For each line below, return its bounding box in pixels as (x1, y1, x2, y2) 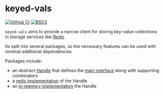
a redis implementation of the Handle (12, 78, 87, 84)
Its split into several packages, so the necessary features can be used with (5, 43, 156, 49)
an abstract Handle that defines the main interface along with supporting (12, 67, 160, 73)
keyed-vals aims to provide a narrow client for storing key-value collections (5, 28, 157, 34)
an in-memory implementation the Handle (12, 83, 97, 89)
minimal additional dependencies (5, 48, 72, 54)
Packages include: (5, 58, 43, 64)
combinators (12, 72, 38, 78)
